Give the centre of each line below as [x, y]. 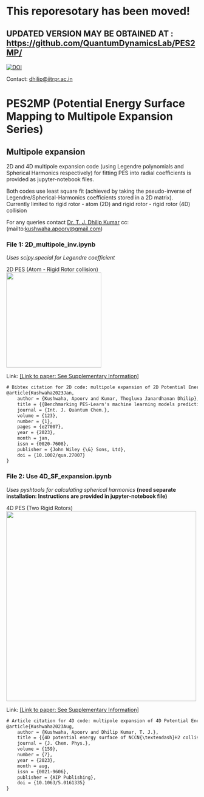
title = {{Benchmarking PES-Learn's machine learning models [96, 404]
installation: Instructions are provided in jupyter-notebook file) [87, 496]
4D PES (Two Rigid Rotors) [39, 508]
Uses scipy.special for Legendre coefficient [61, 258]
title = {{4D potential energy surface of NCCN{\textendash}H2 [99, 738]
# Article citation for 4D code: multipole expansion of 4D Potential [97, 721]
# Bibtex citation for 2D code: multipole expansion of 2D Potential [96, 387]
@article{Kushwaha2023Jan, [40, 393]
